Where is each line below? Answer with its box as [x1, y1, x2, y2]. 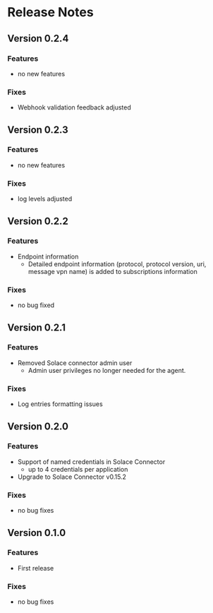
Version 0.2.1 [7, 321, 66, 333]
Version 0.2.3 [7, 124, 68, 136]
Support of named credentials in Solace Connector [17, 457, 166, 466]
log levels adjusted [17, 195, 73, 203]
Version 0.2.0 [7, 420, 69, 432]
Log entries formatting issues [17, 400, 104, 408]
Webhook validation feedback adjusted [17, 103, 132, 112]
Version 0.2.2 [7, 215, 68, 227]
